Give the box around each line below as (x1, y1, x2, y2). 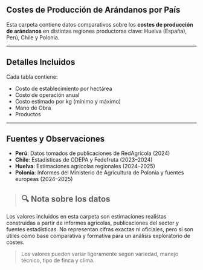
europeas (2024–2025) (14, 176, 73, 183)
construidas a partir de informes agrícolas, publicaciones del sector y (6, 219, 179, 226)
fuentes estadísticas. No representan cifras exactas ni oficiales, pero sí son (6, 226, 193, 233)
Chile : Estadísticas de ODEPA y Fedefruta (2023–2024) (14, 156, 153, 163)
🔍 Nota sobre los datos (21, 194, 111, 204)
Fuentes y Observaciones (6, 134, 105, 144)
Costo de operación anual (14, 91, 80, 99)
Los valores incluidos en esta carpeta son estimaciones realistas (6, 213, 167, 220)
